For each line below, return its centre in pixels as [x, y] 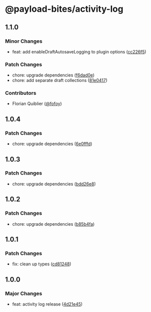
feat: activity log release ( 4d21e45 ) [47, 304]
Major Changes [24, 293]
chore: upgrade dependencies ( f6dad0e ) [53, 75]
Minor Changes [24, 41]
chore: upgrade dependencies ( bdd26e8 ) [54, 184]
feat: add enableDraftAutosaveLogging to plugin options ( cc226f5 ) [79, 52]
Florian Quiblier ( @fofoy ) [37, 104]
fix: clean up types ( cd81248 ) [42, 264]
